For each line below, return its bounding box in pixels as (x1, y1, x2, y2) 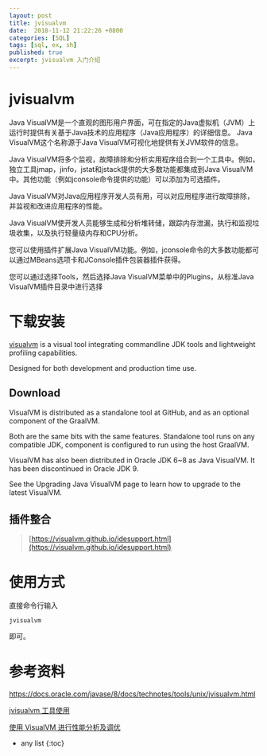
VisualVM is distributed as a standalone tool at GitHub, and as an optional (9, 407, 250, 417)
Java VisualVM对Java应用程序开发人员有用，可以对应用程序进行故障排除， (9, 191, 254, 201)
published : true (9, 49, 63, 57)
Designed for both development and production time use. (9, 363, 197, 372)
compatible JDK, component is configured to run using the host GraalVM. (9, 439, 250, 450)
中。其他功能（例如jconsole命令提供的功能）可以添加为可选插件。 (9, 174, 225, 184)
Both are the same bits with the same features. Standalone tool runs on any (9, 431, 255, 441)
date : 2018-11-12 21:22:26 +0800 (9, 26, 124, 34)
